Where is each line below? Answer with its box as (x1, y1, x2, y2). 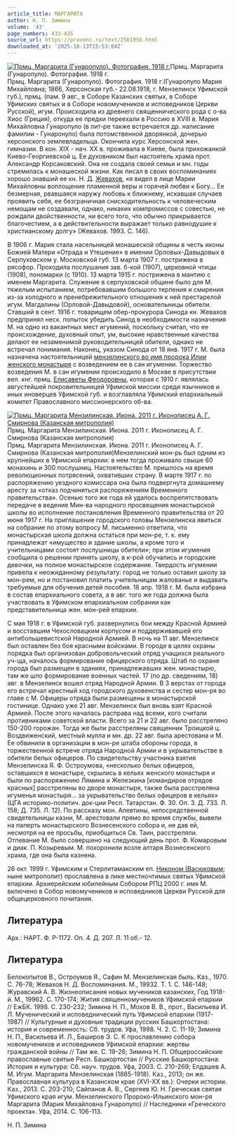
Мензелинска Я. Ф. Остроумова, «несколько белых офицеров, (7, 761, 195, 769)
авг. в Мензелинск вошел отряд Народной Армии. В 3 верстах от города (7, 679, 227, 687)
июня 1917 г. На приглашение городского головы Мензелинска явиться (7, 516, 222, 524)
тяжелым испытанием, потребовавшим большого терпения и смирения (7, 286, 224, 293)
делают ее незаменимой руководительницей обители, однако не (7, 338, 203, 345)
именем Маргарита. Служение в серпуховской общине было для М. (7, 278, 213, 286)
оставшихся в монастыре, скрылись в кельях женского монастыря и (7, 768, 215, 777)
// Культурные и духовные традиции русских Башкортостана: (25, 1017, 210, 1026)
